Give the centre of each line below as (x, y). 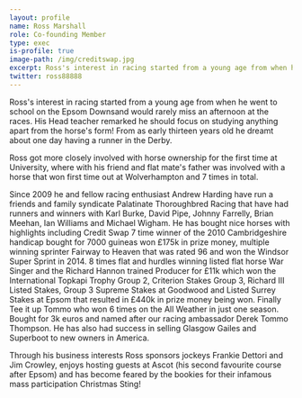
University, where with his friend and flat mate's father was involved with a (147, 167)
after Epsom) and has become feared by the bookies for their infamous (141, 374)
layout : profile (40, 18)
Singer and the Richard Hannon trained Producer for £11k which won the (143, 270)
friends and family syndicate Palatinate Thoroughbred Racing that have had (149, 204)
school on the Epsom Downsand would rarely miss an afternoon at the (139, 111)
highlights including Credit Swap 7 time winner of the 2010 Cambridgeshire (148, 232)
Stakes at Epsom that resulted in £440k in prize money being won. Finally (145, 299)
